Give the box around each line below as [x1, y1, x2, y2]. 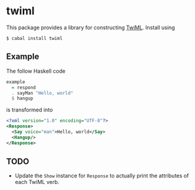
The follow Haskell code [6, 67, 66, 74]
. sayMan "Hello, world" [11, 90, 74, 96]
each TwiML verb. [14, 179, 60, 186]
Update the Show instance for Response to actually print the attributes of [14, 172, 190, 179]
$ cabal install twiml [6, 35, 63, 41]
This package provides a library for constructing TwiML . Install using [6, 24, 175, 31]
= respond [11, 85, 36, 91]
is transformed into [6, 106, 53, 114]
